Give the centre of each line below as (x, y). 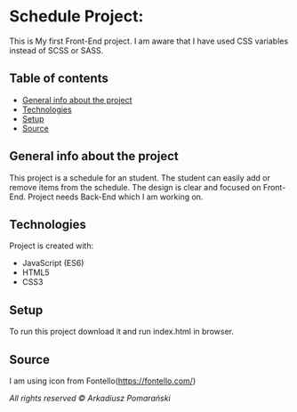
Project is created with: (52, 246)
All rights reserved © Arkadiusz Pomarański (90, 398)
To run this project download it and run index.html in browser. (121, 332)
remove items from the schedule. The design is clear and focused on (135, 187)
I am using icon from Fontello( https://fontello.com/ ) (103, 381)
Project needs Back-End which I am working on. (116, 197)
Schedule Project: (76, 16)
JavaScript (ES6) (53, 263)
